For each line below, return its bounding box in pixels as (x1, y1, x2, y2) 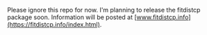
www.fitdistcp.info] (136, 13, 191, 21)
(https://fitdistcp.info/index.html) (7, 21, 101, 28)
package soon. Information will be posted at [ (7, 13, 137, 21)
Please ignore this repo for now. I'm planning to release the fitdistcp (7, 6, 201, 14)
